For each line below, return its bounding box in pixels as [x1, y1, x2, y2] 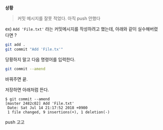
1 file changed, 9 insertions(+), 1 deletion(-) [7, 110, 110, 115]
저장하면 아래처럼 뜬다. [5, 87, 49, 93]
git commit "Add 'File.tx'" [5, 47, 64, 52]
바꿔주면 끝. [5, 76, 28, 82]
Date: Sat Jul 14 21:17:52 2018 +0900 [7, 105, 88, 110]
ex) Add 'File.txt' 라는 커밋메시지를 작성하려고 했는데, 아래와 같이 [5, 26, 137, 32]
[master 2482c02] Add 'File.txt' [5, 101, 75, 106]
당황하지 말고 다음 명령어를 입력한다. [5, 56, 76, 62]
